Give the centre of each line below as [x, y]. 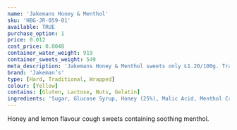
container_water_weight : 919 [50, 53]
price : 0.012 [26, 40]
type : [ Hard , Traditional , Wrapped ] [61, 79]
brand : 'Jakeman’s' [36, 72]
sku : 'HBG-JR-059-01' [39, 20]
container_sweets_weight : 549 [52, 60]
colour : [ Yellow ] [33, 86]
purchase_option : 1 [36, 33]
